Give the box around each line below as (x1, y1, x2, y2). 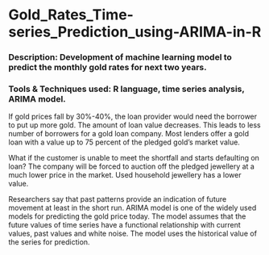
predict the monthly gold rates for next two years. (8, 62, 207, 73)
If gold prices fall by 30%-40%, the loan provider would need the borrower (8, 111, 258, 122)
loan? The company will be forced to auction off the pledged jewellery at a (8, 161, 255, 171)
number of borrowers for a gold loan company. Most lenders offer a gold (8, 129, 250, 139)
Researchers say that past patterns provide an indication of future (8, 194, 227, 204)
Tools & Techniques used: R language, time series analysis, (8, 83, 245, 94)
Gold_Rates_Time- (8, 6, 134, 24)
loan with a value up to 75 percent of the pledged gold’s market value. (8, 137, 240, 147)
